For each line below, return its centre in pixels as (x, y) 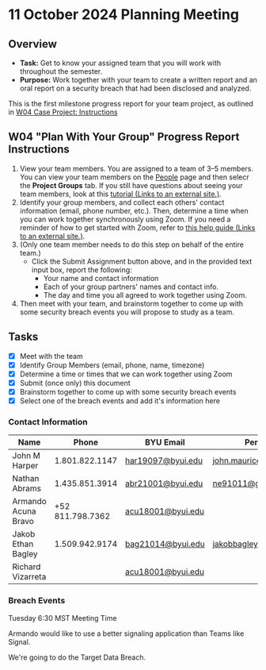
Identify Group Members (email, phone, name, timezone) (112, 365)
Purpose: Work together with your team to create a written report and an (138, 80)
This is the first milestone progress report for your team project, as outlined (131, 104)
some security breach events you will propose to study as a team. (127, 312)
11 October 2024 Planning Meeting (124, 15)
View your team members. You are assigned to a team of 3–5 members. (136, 168)
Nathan (26, 479)
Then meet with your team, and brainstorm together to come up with (131, 303)
